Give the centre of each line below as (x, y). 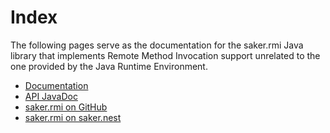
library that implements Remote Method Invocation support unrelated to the (165, 55)
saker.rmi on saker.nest (73, 117)
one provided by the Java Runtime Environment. (109, 66)
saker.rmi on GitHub (66, 107)
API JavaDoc (51, 96)
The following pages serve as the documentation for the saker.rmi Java (157, 45)
